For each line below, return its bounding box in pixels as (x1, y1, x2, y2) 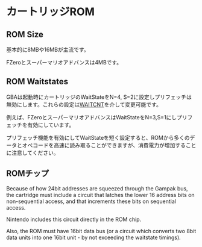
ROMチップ (6, 169, 49, 179)
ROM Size (6, 29, 44, 39)
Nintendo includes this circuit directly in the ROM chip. (6, 216, 142, 223)
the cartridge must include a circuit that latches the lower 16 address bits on (6, 191, 195, 198)
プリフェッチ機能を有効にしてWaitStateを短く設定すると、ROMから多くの (6, 134, 190, 141)
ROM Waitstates (6, 77, 69, 87)
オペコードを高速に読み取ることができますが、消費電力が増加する (22, 142, 186, 149)
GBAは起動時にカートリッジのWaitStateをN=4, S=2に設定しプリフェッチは (6, 93, 192, 101)
